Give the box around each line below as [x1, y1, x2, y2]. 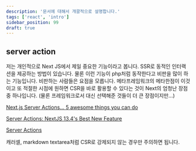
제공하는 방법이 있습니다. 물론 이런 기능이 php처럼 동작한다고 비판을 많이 [16, 70, 183, 77]
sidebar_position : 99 [6, 19, 59, 25]
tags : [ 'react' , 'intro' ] [6, 14, 69, 20]
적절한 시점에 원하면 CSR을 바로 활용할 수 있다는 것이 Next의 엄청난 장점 [23, 85, 188, 92]
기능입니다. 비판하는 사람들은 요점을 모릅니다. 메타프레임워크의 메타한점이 [12, 77, 180, 85]
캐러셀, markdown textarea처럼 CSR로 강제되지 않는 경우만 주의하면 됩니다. [6, 139, 180, 146]
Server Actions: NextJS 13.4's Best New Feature [6, 115, 122, 122]
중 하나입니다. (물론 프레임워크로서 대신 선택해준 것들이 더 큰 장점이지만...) [6, 92, 176, 99]
